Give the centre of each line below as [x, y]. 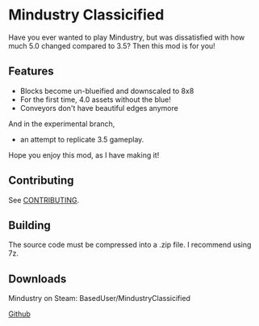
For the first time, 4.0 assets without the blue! [96, 99]
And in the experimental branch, [62, 124]
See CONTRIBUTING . [44, 200]
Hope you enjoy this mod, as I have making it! [84, 155]
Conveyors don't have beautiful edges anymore [99, 108]
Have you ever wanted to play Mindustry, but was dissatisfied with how [127, 37]
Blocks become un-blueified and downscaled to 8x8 [107, 91]
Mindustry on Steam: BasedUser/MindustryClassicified [100, 298]
